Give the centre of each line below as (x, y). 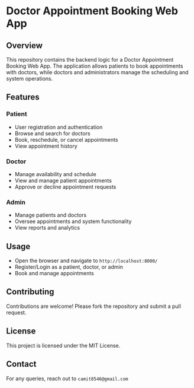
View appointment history (46, 146)
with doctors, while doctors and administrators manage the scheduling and (97, 72)
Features (23, 97)
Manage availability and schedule (55, 174)
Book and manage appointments (54, 273)
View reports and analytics (47, 228)
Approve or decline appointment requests (65, 187)
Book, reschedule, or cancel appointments (66, 139)
